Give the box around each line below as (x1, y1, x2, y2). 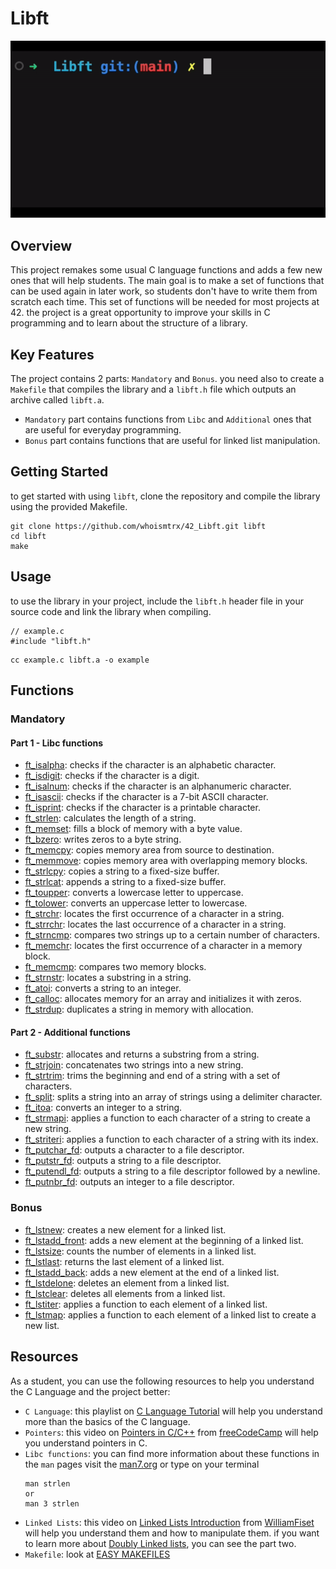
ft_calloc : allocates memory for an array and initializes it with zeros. (24, 993, 302, 1005)
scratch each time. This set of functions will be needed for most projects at (10, 296, 320, 308)
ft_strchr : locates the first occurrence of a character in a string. (24, 908, 285, 920)
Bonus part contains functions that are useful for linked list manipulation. (24, 435, 321, 447)
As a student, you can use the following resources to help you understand (10, 1375, 315, 1387)
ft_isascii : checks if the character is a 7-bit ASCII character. (24, 791, 269, 803)
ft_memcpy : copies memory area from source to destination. (24, 844, 275, 856)
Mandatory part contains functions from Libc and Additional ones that (24, 413, 312, 426)
